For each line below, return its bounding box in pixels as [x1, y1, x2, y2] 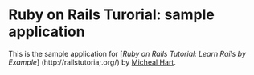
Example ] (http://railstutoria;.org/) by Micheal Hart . [8, 57, 177, 67]
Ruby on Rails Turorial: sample [8, 6, 215, 24]
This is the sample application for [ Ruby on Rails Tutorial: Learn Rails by [8, 49, 247, 58]
